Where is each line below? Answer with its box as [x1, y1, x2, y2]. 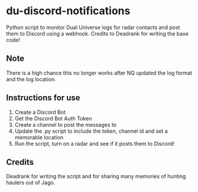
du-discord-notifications [6, 4, 131, 18]
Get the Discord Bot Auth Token [14, 114, 92, 122]
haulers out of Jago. [6, 179, 56, 186]
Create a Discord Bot [14, 108, 66, 116]
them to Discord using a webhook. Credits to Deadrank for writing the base [6, 30, 189, 37]
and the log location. [6, 75, 56, 82]
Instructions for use [6, 93, 81, 103]
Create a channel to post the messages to [14, 121, 117, 128]
